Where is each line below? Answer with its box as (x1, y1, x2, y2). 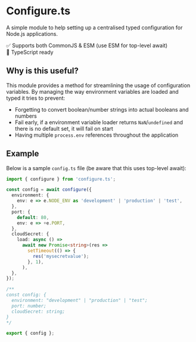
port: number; (11, 303, 46, 309)
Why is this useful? (6, 66, 79, 76)
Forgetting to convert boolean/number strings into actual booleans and (14, 106, 189, 113)
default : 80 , (17, 214, 49, 220)
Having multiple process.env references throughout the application (14, 131, 179, 138)
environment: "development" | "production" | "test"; (11, 297, 148, 304)
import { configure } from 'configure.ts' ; (6, 176, 116, 182)
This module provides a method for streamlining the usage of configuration (6, 82, 191, 89)
